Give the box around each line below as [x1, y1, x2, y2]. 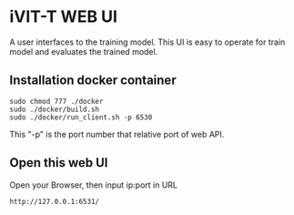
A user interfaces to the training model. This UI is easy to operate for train [9, 36, 286, 47]
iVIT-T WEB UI [9, 6, 118, 27]
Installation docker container [9, 73, 177, 88]
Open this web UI [9, 155, 108, 170]
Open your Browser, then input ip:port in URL [9, 179, 178, 190]
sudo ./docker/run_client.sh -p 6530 [9, 112, 153, 122]
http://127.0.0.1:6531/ [9, 197, 100, 206]
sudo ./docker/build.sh [9, 105, 100, 114]
